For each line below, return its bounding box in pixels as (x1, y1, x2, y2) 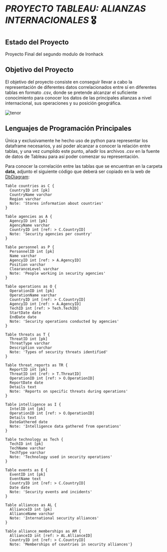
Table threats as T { (5, 332, 50, 337)
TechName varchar (9, 446, 46, 451)
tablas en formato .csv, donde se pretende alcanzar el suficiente (5, 89, 138, 95)
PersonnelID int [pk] (9, 249, 55, 254)
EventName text (9, 476, 41, 481)
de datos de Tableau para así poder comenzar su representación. (5, 153, 140, 159)
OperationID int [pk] (9, 288, 55, 293)
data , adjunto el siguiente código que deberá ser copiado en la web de (5, 168, 151, 174)
